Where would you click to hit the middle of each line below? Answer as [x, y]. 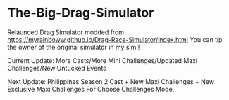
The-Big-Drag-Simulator [81, 13]
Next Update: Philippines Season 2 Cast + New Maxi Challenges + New [111, 81]
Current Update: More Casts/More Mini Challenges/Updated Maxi [103, 60]
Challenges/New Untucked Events [57, 68]
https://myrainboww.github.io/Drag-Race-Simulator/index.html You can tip [115, 39]
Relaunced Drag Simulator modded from [66, 32]
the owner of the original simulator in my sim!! [74, 47]
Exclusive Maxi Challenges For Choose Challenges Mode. [91, 89]
